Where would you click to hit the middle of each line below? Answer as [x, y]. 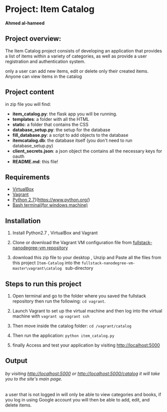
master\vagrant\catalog [37, 269]
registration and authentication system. [45, 61]
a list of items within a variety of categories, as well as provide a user [76, 56]
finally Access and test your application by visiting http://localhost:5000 [86, 345]
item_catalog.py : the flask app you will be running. [65, 114]
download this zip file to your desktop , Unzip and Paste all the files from [87, 258]
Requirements [27, 177]
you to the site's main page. [34, 379]
